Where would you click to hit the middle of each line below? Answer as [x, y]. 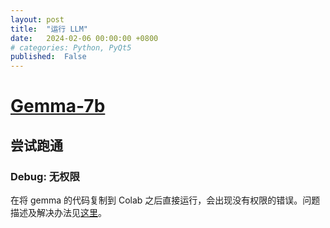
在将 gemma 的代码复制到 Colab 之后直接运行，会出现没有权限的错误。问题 [165, 200]
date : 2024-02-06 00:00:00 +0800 [84, 38]
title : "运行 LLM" [49, 29]
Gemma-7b [58, 106]
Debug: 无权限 [45, 176]
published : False [48, 57]
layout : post [37, 19]
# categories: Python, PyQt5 [71, 47]
